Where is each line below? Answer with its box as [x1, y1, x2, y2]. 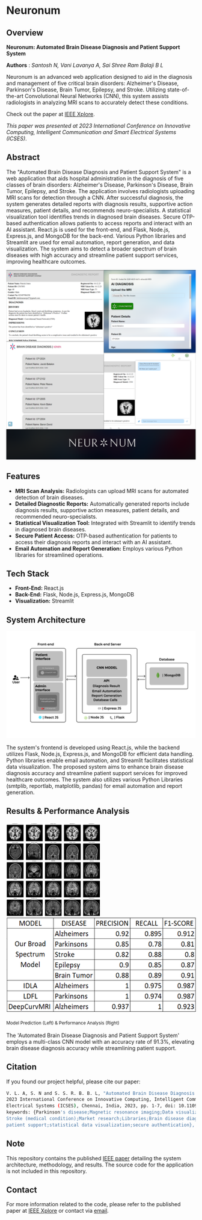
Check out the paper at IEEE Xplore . [6, 111, 95, 117]
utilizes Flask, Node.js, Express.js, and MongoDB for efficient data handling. [6, 750, 194, 757]
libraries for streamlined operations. [14, 551, 104, 559]
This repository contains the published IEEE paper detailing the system [6, 1154, 182, 1162]
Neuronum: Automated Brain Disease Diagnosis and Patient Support [6, 43, 180, 51]
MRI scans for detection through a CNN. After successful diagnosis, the [6, 194, 183, 201]
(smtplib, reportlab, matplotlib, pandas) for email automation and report [6, 782, 182, 789]
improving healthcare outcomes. [6, 258, 87, 265]
